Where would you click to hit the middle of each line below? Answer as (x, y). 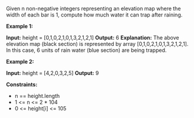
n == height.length (37, 96)
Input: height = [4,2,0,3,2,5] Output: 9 (52, 73)
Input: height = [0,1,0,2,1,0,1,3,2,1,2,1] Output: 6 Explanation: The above (93, 37)
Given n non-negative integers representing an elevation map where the (93, 9)
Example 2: (20, 62)
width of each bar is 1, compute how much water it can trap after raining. (94, 15)
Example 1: (20, 26)
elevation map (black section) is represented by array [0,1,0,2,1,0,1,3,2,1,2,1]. (97, 44)
